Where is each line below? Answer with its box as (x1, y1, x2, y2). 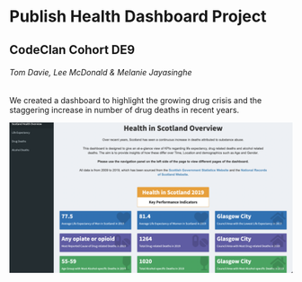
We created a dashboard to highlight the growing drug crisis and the (9, 94, 262, 105)
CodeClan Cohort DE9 (9, 42, 136, 57)
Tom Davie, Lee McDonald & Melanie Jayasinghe (9, 67, 192, 78)
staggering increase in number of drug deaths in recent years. (9, 104, 240, 115)
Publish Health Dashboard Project (9, 6, 267, 27)
